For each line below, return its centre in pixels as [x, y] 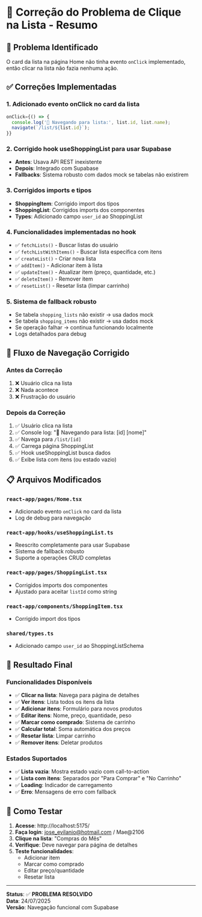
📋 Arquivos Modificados [54, 480]
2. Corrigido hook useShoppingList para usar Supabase [89, 149]
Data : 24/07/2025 [29, 901]
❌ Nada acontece [37, 390]
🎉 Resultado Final [39, 665]
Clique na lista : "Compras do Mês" [58, 839]
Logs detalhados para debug [50, 334]
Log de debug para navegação [53, 518]
